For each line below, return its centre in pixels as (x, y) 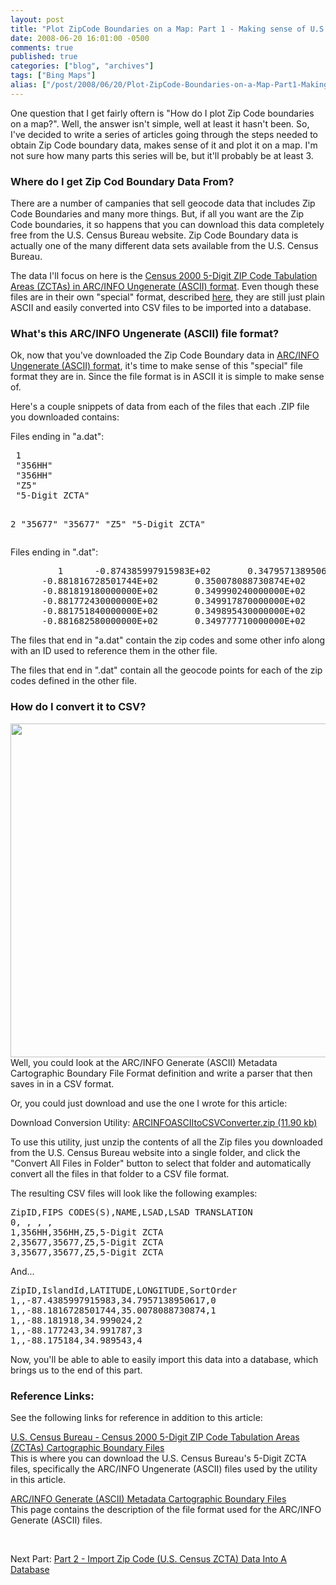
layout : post (37, 19)
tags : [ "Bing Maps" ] (53, 76)
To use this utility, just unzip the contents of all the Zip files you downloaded (166, 1142)
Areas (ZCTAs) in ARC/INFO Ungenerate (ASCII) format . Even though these (165, 287)
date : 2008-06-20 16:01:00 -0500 (80, 38)
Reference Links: (52, 1396)
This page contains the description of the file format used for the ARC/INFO (166, 1509)
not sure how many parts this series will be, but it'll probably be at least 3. (162, 155)
